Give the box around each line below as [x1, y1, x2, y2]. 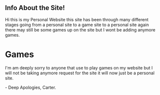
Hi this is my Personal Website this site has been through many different [5, 16, 149, 22]
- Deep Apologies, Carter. [5, 84, 56, 90]
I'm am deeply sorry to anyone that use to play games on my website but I [5, 65, 153, 70]
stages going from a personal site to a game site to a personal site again [5, 22, 149, 27]
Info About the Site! [5, 4, 65, 12]
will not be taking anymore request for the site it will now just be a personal [5, 70, 155, 76]
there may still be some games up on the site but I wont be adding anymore [5, 27, 156, 33]
